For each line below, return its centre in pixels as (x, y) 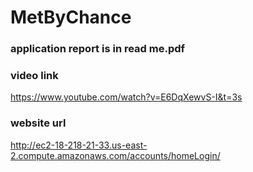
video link (34, 76)
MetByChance (71, 17)
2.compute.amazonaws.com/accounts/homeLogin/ (115, 155)
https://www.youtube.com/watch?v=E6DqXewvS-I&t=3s (126, 97)
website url (38, 123)
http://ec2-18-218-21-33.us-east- (79, 145)
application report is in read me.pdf (98, 49)
